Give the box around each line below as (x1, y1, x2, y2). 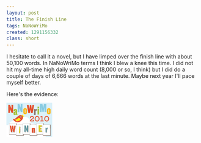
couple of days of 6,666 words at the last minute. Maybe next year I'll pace (6, 72, 195, 80)
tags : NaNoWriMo (6, 23, 48, 29)
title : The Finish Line (6, 16, 67, 23)
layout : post (6, 10, 40, 16)
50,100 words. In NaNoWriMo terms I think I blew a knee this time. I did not (6, 60, 194, 67)
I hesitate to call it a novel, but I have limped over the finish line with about (6, 53, 192, 60)
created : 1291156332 (6, 29, 59, 35)
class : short (6, 35, 40, 42)
